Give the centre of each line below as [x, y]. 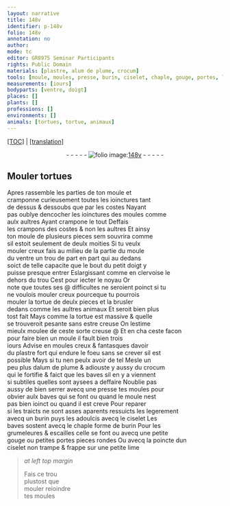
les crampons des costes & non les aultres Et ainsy [79, 229]
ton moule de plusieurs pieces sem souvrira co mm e [80, 237]
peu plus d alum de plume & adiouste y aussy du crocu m [86, 368]
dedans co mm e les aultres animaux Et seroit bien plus [83, 309]
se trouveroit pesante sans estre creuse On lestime [79, 324]
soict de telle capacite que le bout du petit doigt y [77, 265]
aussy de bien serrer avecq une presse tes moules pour [86, 389]
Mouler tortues [40, 176]
